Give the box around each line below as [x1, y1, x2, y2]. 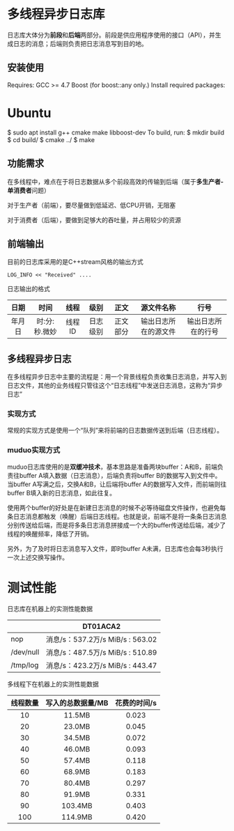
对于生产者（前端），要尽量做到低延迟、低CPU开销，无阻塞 [7, 201, 176, 209]
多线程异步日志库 [7, 6, 106, 22]
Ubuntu [7, 105, 52, 121]
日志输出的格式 [7, 285, 50, 293]
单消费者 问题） [7, 186, 50, 194]
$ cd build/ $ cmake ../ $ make [7, 135, 95, 143]
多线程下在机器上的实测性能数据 [7, 680, 99, 688]
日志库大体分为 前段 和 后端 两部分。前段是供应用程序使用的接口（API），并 [7, 31, 216, 39]
